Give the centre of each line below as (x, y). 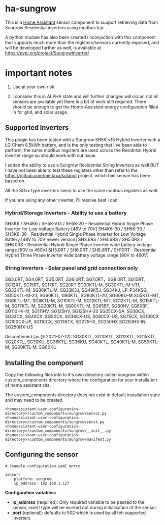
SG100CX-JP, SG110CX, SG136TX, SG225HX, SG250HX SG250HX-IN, (76, 322)
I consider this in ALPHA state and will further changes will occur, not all (85, 96)
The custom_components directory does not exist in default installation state (83, 395)
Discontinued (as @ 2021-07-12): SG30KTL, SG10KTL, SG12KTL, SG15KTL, (81, 337)
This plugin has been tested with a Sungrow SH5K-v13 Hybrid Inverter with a (83, 140)
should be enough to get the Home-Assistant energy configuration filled (85, 106)
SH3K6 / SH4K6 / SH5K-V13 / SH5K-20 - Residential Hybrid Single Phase (79, 223)
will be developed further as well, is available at (53, 48)
